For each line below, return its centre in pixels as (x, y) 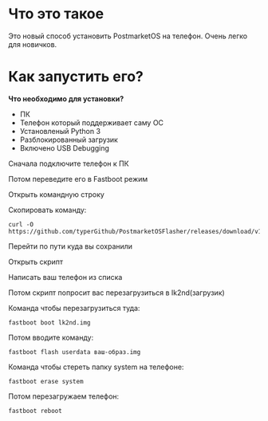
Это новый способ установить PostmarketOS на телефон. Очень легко (128, 36)
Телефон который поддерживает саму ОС (92, 122)
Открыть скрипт (36, 262)
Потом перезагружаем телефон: (64, 396)
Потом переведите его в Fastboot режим (78, 179)
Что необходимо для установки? (66, 98)
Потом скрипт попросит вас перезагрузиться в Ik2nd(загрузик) (116, 293)
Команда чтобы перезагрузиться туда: (74, 308)
